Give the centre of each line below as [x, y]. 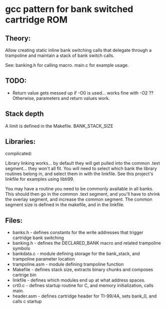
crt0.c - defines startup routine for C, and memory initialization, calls [83, 286]
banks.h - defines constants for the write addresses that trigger [78, 233]
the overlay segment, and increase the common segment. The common [79, 199]
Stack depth [24, 114]
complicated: [19, 154]
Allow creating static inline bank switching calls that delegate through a [78, 50]
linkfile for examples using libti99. [40, 179]
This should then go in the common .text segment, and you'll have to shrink [83, 194]
